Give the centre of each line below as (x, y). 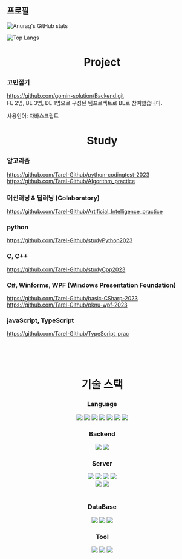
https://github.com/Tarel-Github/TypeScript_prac (68, 334)
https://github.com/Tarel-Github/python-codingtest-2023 (78, 174)
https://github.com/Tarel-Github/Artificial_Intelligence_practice (85, 212)
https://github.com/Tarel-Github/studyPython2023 (70, 240)
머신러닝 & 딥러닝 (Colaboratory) (54, 198)
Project (102, 62)
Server (102, 463)
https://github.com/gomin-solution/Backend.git (66, 96)
